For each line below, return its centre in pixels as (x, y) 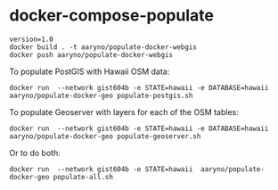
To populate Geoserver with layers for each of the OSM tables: (124, 112)
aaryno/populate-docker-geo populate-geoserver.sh (105, 136)
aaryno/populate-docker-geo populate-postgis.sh (101, 95)
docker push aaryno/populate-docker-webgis (91, 54)
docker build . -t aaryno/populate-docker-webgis (103, 47)
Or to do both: (35, 153)
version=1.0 (31, 39)
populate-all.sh (83, 177)
